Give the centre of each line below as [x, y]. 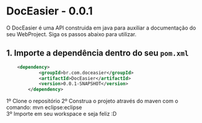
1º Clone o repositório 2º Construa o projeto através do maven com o [92, 101]
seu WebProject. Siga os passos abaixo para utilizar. [71, 34]
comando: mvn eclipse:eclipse [44, 107]
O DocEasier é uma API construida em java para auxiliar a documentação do [101, 28]
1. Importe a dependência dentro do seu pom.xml [98, 53]
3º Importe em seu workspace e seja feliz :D [61, 114]
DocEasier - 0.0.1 [50, 11]
